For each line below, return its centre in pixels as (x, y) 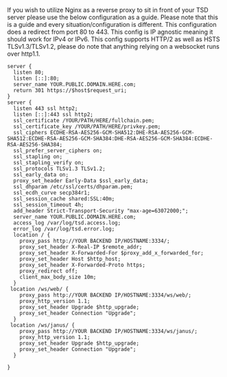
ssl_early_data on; (41, 175)
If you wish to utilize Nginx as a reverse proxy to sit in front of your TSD (108, 10)
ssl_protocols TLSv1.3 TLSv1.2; (60, 169)
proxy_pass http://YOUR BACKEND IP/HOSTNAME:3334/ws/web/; (106, 295)
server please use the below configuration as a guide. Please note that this (112, 17)
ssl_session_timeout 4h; (49, 205)
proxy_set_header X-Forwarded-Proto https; (83, 265)
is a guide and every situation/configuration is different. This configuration (112, 24)
